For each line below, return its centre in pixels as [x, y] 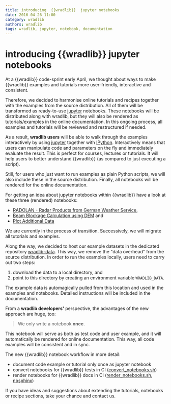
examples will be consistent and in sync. [48, 345]
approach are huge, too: [31, 314]
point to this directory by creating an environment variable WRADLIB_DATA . [88, 278]
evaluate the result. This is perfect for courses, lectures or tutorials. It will [82, 153]
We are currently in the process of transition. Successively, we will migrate [83, 231]
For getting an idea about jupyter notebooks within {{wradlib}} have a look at [85, 195]
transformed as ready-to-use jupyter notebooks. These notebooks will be [82, 111]
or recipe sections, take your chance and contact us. [61, 396]
